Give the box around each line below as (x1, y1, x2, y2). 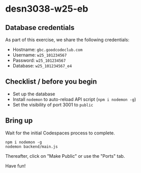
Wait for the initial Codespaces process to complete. (5, 130, 116, 136)
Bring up (5, 116, 33, 125)
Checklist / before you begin (5, 77, 97, 86)
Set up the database (12, 91, 55, 97)
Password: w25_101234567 (12, 57, 66, 63)
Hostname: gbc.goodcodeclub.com (12, 47, 83, 52)
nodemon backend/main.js (5, 144, 58, 149)
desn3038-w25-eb (5, 3, 89, 15)
